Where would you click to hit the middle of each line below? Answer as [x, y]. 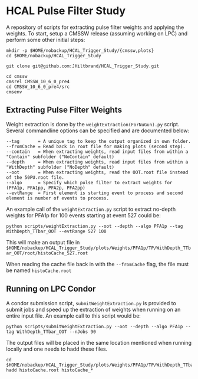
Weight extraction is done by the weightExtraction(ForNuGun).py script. [93, 124]
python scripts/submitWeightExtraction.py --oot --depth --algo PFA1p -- [99, 326]
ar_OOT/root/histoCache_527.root [47, 253]
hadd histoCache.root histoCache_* [50, 370]
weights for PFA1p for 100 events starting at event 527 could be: [83, 215]
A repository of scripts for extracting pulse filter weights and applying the [95, 27]
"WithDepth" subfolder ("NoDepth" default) [60, 167]
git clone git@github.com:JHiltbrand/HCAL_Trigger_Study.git [83, 66]
